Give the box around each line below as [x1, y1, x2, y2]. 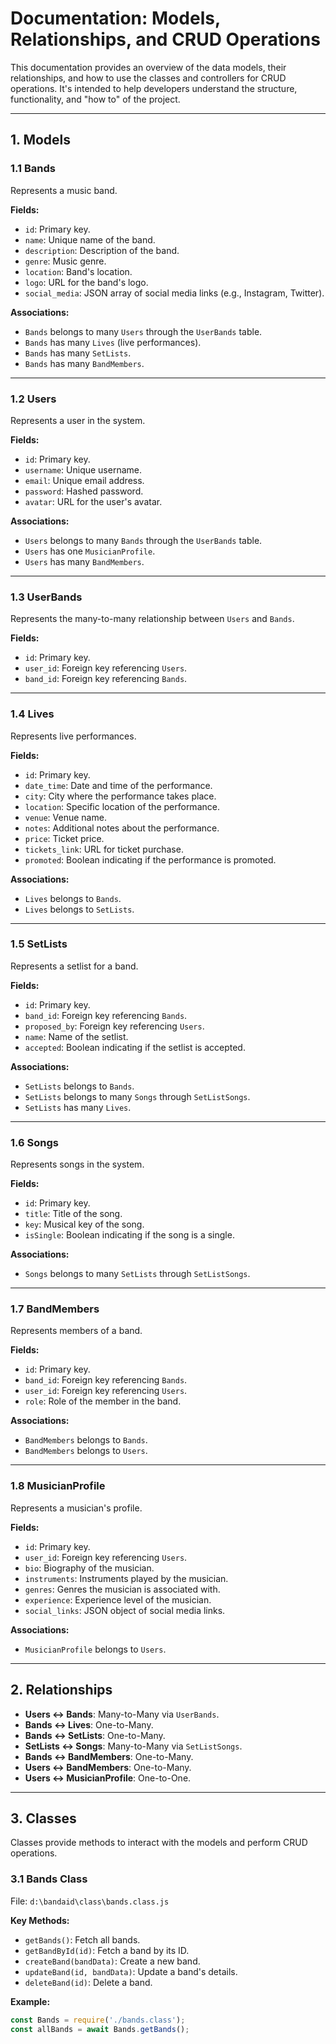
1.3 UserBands [10, 590, 83, 604]
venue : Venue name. [24, 811, 107, 823]
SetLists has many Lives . [24, 1101, 132, 1113]
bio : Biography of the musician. [24, 1562, 155, 1574]
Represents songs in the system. [10, 1158, 145, 1171]
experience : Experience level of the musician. [24, 1593, 212, 1606]
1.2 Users [10, 392, 57, 406]
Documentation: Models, [10, 7, 221, 30]
